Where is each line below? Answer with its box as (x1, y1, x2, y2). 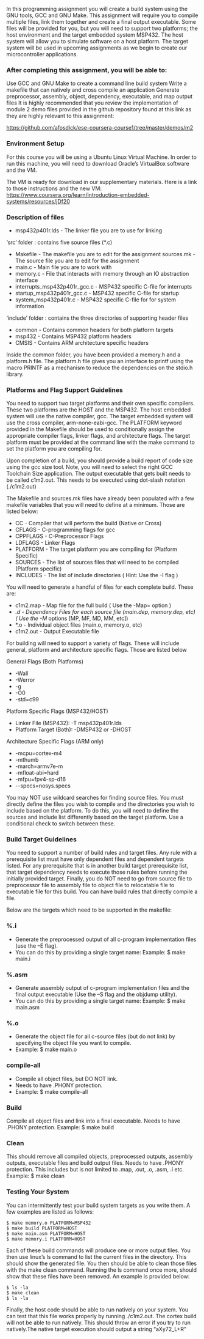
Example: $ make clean (6, 1172, 65, 1179)
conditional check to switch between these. (6, 820, 116, 827)
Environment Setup (6, 139, 65, 148)
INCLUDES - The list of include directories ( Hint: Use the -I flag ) (15, 572, 178, 579)
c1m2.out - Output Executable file (15, 628, 99, 635)
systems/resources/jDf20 (6, 197, 70, 205)
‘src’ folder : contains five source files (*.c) (6, 238, 113, 246)
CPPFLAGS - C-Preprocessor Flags (15, 533, 104, 540)
